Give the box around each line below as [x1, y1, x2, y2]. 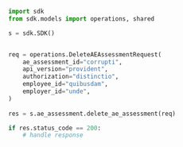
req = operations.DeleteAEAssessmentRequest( [8, 50, 162, 59]
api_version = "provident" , [22, 65, 109, 73]
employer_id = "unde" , [22, 87, 91, 95]
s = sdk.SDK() [8, 29, 56, 37]
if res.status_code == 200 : [8, 124, 102, 132]
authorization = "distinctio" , [22, 72, 119, 81]
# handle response [22, 131, 84, 139]
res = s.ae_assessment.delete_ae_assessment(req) [8, 110, 177, 118]
